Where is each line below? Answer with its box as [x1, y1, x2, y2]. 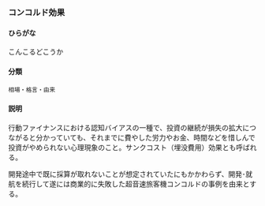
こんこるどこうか [8, 47, 64, 57]
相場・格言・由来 [8, 86, 56, 94]
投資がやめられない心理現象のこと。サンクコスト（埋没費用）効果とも [8, 142, 237, 152]
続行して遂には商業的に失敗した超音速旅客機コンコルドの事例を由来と [21, 179, 250, 189]
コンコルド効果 [8, 6, 65, 17]
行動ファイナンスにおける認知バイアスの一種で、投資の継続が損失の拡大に [8, 122, 250, 132]
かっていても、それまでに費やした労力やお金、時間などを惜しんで [42, 133, 256, 142]
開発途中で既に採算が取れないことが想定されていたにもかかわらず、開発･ [8, 169, 246, 178]
